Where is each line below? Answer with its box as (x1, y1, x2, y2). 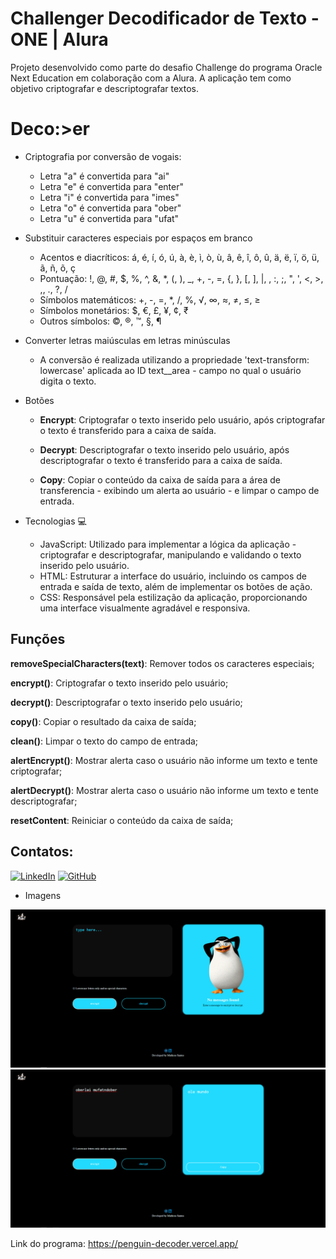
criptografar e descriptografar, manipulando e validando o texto (39, 548, 302, 561)
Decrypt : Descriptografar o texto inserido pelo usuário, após (39, 443, 290, 456)
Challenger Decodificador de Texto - (10, 7, 320, 30)
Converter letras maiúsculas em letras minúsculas (24, 334, 231, 346)
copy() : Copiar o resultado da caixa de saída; (10, 715, 197, 727)
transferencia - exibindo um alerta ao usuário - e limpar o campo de (39, 484, 320, 496)
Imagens (24, 889, 62, 901)
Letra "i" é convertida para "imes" (39, 191, 180, 203)
